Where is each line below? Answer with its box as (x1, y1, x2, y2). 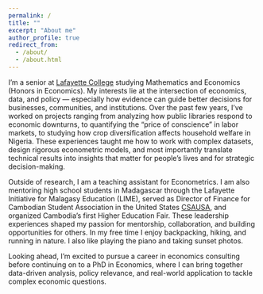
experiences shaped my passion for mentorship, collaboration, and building (8, 219, 256, 228)
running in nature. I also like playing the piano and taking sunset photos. (8, 235, 244, 246)
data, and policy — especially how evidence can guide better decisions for (8, 94, 253, 104)
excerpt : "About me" (8, 26, 77, 34)
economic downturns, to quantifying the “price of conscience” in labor (8, 120, 239, 129)
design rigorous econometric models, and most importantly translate (8, 144, 233, 155)
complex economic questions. (8, 277, 107, 286)
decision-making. (8, 162, 66, 171)
